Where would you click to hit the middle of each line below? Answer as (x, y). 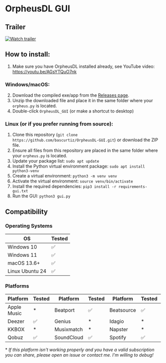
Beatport (64, 310)
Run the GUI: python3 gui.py (41, 196)
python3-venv (26, 171)
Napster (119, 329)
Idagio (117, 321)
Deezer (16, 321)
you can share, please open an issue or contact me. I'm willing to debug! (79, 355)
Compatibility (26, 212)
